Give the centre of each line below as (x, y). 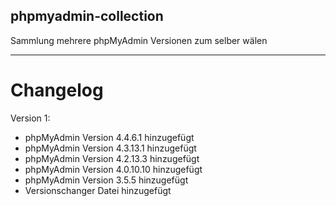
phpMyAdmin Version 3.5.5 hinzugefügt (106, 180)
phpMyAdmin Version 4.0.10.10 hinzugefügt (113, 169)
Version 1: (30, 118)
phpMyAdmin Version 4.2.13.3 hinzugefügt (112, 158)
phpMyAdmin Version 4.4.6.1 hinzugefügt (109, 137)
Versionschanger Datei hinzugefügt (98, 190)
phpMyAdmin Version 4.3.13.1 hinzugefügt (110, 148)
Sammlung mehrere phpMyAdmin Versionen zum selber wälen (139, 40)
